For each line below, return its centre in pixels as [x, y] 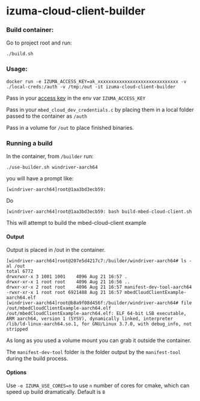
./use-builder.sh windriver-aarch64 [52, 167]
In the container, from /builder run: [50, 156]
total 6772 [20, 272]
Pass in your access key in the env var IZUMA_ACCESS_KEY [76, 98]
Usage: [17, 69]
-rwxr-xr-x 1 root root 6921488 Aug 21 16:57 [64, 293]
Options [17, 372]
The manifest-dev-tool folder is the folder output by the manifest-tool [94, 352]
